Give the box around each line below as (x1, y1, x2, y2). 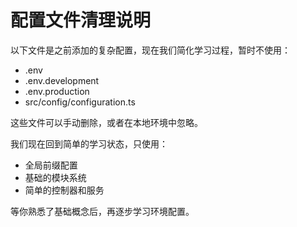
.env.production (24, 85, 90, 97)
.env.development (24, 74, 100, 86)
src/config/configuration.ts (24, 96, 136, 108)
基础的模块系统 (24, 171, 87, 183)
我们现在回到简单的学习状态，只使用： (10, 137, 168, 150)
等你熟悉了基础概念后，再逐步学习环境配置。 (10, 205, 195, 217)
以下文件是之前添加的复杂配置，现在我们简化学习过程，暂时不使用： (10, 44, 291, 56)
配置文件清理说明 (10, 9, 152, 32)
